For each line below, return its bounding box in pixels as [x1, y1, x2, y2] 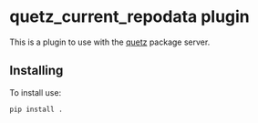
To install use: [9, 87, 62, 97]
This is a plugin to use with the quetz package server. [9, 36, 211, 47]
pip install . [9, 105, 64, 114]
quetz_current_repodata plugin [9, 6, 251, 27]
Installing [9, 63, 64, 78]
